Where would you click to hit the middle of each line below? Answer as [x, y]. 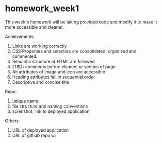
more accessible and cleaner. [34, 27]
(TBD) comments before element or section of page [64, 67]
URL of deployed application [40, 130]
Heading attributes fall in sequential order [54, 77]
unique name [25, 101]
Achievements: [20, 36]
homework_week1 [42, 9]
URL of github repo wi [34, 135]
